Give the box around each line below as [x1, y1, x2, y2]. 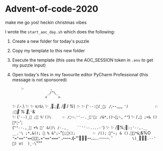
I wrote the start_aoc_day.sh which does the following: [5, 29, 115, 34]
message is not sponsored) [12, 77, 67, 83]
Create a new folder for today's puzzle [12, 38, 90, 44]
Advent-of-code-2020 [5, 3, 98, 15]
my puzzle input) [12, 62, 46, 68]
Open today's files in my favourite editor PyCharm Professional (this [12, 71, 148, 77]
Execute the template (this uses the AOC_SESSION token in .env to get [12, 57, 153, 63]
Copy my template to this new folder [12, 48, 85, 53]
